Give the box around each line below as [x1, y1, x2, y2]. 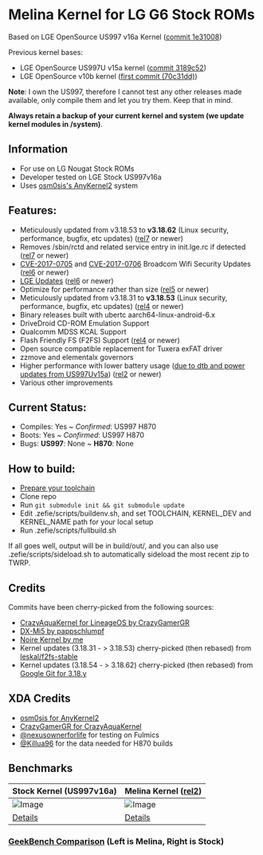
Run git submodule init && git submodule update [19, 501, 185, 510]
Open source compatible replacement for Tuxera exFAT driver [19, 343, 223, 353]
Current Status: [8, 401, 87, 414]
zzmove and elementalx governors [19, 352, 134, 362]
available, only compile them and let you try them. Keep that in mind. [8, 95, 234, 105]
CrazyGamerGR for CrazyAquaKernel [19, 721, 142, 731]
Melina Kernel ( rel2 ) [124, 785, 202, 796]
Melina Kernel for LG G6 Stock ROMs [8, 6, 255, 24]
